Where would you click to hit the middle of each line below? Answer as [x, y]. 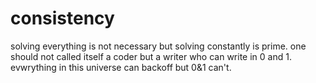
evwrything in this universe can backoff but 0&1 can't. [121, 67]
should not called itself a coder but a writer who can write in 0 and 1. [151, 56]
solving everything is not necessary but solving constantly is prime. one [158, 46]
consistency [62, 18]
